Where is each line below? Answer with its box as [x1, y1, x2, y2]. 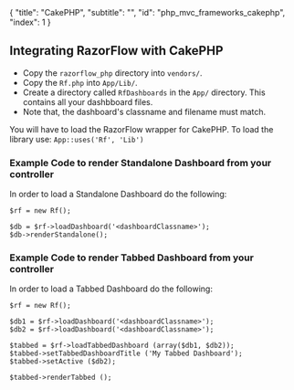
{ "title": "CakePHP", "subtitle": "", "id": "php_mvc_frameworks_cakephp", [9, 7, 286, 17]
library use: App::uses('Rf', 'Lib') [9, 133, 144, 144]
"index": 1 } [9, 16, 52, 27]
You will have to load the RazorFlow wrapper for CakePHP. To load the [9, 123, 274, 134]
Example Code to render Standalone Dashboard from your [9, 156, 272, 169]
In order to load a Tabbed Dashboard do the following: [9, 283, 213, 294]
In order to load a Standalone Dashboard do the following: [9, 189, 227, 200]
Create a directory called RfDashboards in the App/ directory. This [22, 87, 267, 98]
